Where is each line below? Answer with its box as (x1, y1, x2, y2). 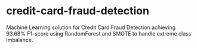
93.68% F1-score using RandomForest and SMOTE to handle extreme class (6, 30, 192, 37)
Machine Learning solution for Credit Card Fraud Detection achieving (6, 24, 176, 31)
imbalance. (6, 36, 33, 43)
